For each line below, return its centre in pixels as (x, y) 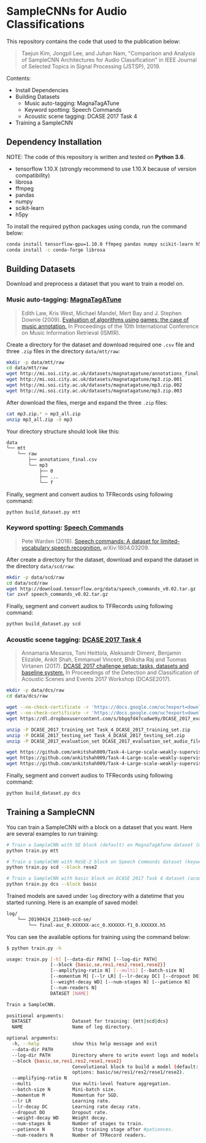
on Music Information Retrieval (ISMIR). (71, 332)
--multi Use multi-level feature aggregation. (92, 1084)
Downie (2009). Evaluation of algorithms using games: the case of (105, 319)
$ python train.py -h (34, 948)
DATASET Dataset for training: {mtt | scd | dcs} (90, 1021)
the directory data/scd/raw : (41, 566)
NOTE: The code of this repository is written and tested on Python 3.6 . (96, 157)
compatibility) (32, 175)
